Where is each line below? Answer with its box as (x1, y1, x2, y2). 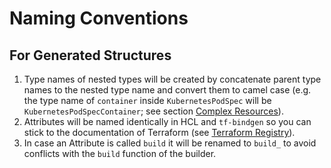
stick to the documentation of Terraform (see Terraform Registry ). (23, 127, 296, 138)
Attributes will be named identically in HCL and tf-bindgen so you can (23, 116, 312, 127)
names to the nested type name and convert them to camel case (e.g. (23, 84, 312, 96)
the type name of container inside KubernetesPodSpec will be (23, 95, 272, 106)
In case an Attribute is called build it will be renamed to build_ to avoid (23, 137, 317, 149)
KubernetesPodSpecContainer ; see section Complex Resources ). (23, 105, 284, 117)
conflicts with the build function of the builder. (23, 148, 217, 159)
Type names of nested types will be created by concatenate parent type (23, 73, 322, 85)
